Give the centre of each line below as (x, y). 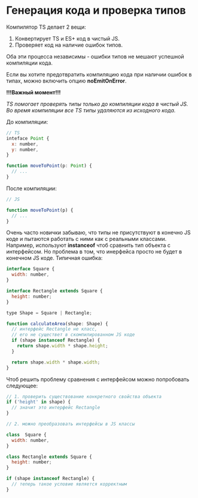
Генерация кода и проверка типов (96, 10)
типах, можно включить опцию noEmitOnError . (66, 81)
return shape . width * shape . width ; (56, 362)
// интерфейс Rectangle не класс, (54, 329)
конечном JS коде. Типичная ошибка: (54, 258)
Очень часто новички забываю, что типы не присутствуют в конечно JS (99, 233)
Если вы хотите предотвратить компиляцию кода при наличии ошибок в (99, 74)
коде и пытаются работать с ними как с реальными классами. (86, 239)
